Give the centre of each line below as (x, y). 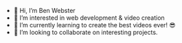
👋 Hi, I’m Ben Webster (44, 11)
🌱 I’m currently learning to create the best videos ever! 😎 (95, 25)
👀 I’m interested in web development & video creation (89, 18)
